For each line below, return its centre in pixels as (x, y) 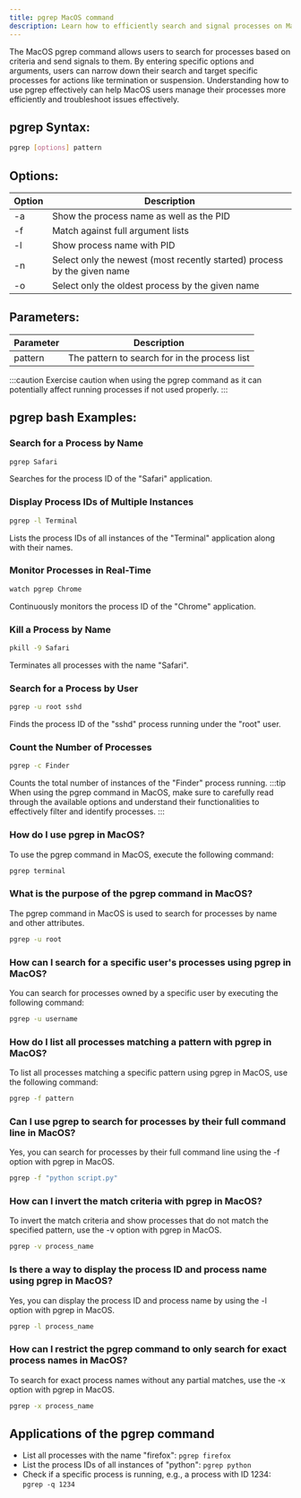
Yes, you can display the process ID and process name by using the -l (138, 1300)
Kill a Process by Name (60, 629)
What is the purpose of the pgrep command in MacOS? (131, 894)
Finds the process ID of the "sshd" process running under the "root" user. (145, 724)
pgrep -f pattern (42, 1099)
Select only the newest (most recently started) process (168, 260)
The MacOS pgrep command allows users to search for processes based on (150, 51)
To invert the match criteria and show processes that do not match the (139, 1221)
